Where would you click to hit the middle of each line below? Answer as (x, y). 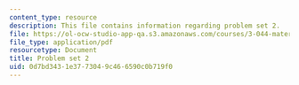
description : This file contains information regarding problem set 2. (145, 26)
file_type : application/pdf (61, 42)
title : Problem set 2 (49, 58)
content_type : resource (53, 17)
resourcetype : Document (53, 50)
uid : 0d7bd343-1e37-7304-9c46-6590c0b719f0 (91, 67)
